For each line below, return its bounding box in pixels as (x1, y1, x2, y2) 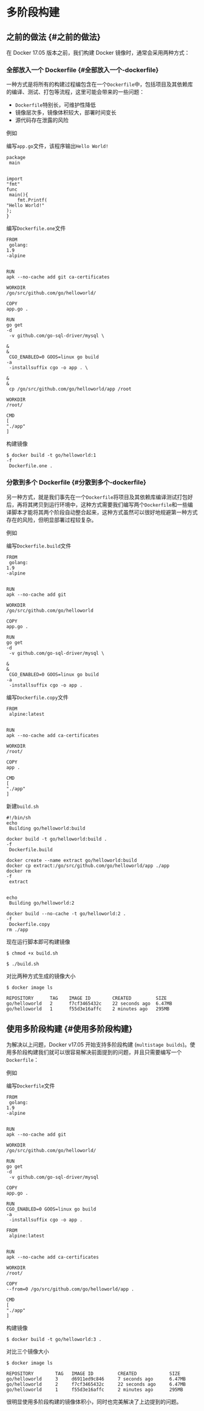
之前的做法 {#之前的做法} (6, 32, 101, 42)
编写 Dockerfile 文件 (6, 1082, 55, 1089)
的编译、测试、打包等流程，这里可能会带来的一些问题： (6, 88, 144, 96)
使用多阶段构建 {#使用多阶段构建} (6, 1024, 133, 1034)
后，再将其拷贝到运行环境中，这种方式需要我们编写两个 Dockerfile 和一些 (6, 501, 188, 508)
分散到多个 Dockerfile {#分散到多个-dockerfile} (6, 478, 147, 487)
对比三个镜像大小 (6, 1348, 49, 1356)
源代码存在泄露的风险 (15, 116, 69, 124)
